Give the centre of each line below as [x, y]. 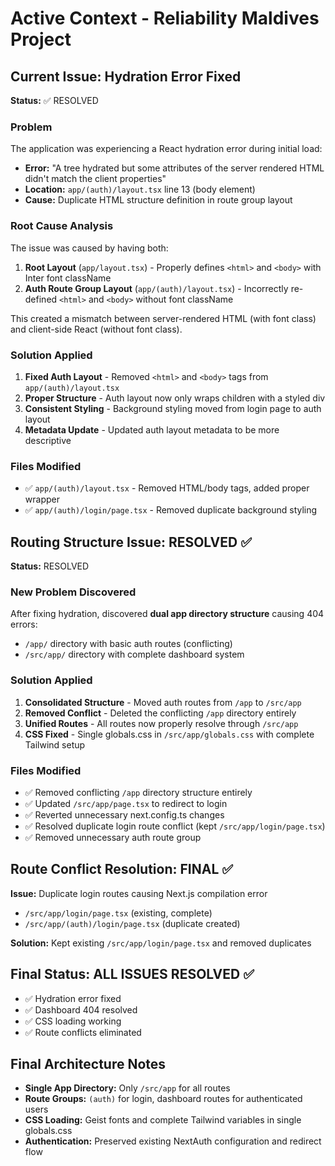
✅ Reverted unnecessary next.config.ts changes [124, 814]
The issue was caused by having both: [89, 248]
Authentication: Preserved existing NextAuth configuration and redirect [173, 1141]
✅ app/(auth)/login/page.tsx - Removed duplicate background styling [171, 510]
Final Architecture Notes [88, 1063]
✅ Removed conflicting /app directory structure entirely [138, 792]
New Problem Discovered [73, 592]
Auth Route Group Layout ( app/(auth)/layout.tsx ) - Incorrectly [156, 288]
